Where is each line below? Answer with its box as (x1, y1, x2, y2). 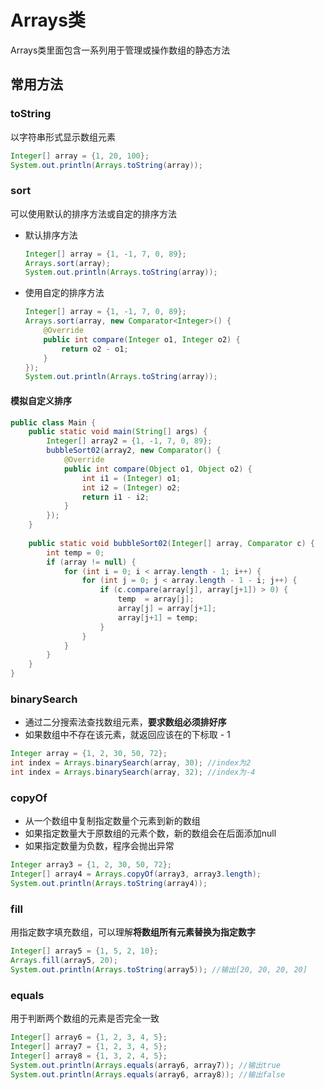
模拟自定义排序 (10, 394, 72, 406)
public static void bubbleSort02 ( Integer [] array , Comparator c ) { (28, 538, 315, 548)
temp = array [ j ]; (117, 594, 195, 605)
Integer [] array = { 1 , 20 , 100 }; (10, 151, 150, 161)
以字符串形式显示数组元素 (10, 131, 116, 143)
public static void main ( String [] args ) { (28, 427, 208, 437)
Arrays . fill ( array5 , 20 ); (10, 956, 118, 966)
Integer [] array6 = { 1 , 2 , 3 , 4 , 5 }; (10, 1032, 168, 1043)
